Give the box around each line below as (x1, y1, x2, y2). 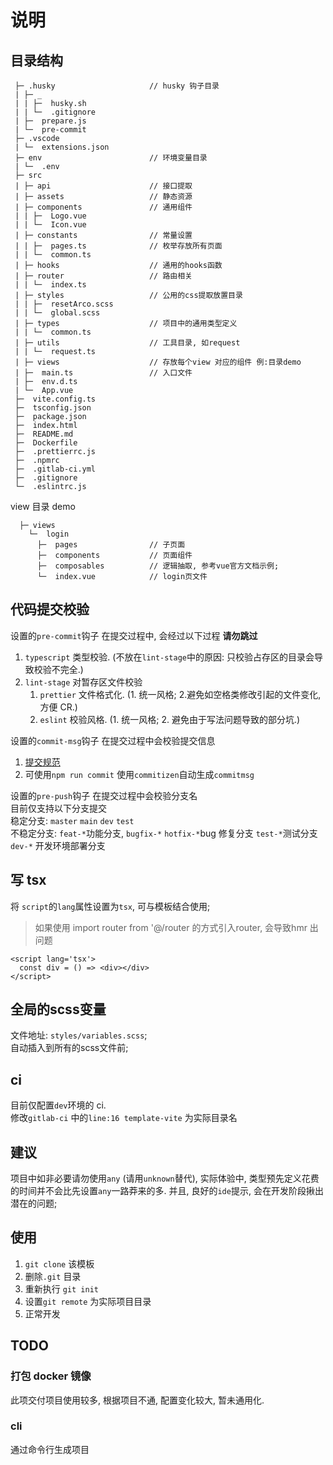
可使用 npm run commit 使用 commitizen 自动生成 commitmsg (24, 768, 255, 780)
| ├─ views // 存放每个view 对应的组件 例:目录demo (14, 357, 302, 367)
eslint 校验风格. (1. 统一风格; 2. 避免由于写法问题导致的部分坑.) (39, 713, 301, 725)
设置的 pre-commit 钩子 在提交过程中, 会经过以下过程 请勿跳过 (10, 629, 258, 641)
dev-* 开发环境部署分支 (10, 839, 106, 851)
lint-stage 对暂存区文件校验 (24, 676, 143, 688)
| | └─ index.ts (14, 280, 87, 290)
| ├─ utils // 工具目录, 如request (14, 338, 241, 348)
